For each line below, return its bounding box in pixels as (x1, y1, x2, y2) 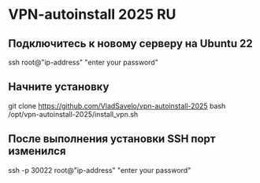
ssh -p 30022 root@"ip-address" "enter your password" (8, 165, 191, 174)
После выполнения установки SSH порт (8, 132, 216, 146)
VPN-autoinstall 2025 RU (8, 5, 176, 24)
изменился (8, 145, 66, 158)
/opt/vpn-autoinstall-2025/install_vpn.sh (8, 109, 139, 119)
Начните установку (8, 80, 110, 93)
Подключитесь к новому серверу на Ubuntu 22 (8, 37, 254, 50)
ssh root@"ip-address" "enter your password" (8, 57, 159, 67)
